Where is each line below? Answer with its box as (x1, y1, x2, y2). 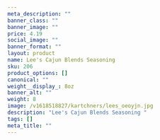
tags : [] (7, 115, 33, 122)
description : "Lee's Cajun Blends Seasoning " (7, 109, 147, 116)
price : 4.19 (7, 30, 42, 37)
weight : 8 (7, 96, 37, 103)
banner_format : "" (7, 43, 62, 50)
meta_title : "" (7, 122, 52, 129)
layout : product (7, 50, 55, 57)
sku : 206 (7, 63, 33, 70)
